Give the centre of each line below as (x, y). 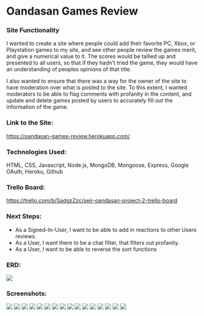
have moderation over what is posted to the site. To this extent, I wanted (97, 88)
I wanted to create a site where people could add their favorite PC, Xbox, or (101, 43)
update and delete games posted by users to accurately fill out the (90, 100)
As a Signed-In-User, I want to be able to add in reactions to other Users (106, 230)
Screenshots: (27, 293)
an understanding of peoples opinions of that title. (69, 69)
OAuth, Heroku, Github (35, 172)
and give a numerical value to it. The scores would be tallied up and (91, 57)
